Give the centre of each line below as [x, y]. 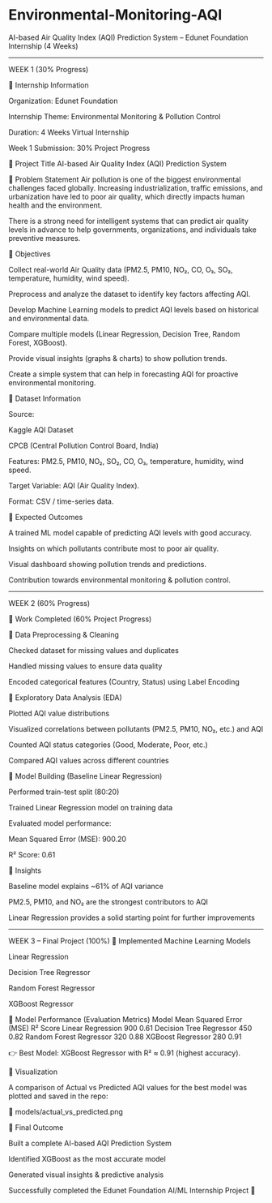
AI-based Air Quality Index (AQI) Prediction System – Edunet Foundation [128, 37]
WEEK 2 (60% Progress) [49, 603]
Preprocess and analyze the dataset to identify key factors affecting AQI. [130, 294]
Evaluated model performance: [60, 823]
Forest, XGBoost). [38, 342]
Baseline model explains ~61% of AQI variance [86, 886]
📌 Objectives [30, 254]
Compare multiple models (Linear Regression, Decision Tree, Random [124, 333]
